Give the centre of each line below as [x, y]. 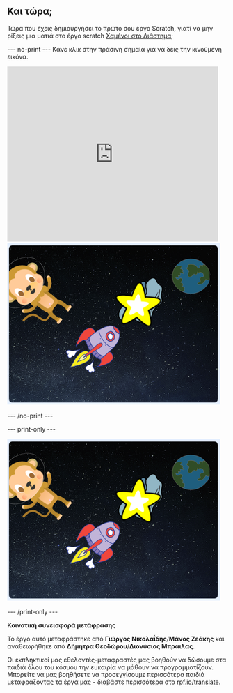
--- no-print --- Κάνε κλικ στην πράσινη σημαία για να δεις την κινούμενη [115, 49]
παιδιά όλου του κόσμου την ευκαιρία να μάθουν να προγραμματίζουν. [111, 667]
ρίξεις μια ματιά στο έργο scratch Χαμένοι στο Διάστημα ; [90, 36]
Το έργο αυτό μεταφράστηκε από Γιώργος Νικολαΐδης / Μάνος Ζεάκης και [116, 639]
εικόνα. [18, 56]
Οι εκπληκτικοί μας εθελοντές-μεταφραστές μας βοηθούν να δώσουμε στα [117, 660]
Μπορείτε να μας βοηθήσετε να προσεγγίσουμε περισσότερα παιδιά [106, 674]
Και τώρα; [30, 12]
